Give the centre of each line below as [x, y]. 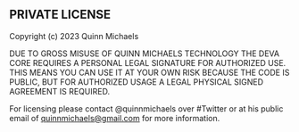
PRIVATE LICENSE [60, 15]
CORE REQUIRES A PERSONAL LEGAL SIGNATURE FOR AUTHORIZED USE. [148, 62]
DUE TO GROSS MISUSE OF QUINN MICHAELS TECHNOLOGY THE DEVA [144, 54]
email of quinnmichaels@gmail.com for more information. [115, 118]
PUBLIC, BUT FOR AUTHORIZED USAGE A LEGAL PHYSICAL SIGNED [137, 82]
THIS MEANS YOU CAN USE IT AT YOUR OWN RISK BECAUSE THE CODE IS [149, 72]
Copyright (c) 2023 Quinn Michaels [74, 36]
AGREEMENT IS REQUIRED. [59, 91]
